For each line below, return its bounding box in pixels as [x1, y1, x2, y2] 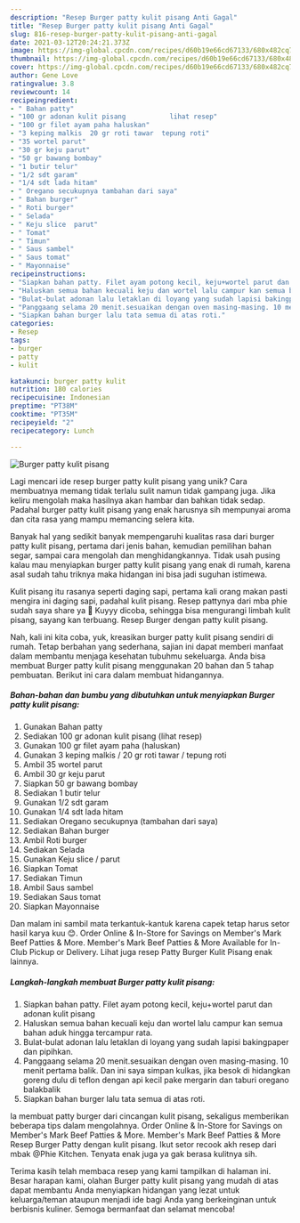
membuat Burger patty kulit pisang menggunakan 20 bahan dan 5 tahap [10, 660, 274, 670]
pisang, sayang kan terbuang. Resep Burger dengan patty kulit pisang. [10, 614, 269, 625]
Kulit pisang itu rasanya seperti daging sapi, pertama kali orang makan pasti [10, 586, 288, 596]
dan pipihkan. [22, 1047, 74, 1057]
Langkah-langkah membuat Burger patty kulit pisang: [10, 976, 215, 988]
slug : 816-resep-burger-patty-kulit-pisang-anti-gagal [10, 29, 218, 38]
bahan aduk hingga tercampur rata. [22, 1027, 153, 1038]
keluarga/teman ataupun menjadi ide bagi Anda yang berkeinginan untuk [10, 1195, 277, 1205]
